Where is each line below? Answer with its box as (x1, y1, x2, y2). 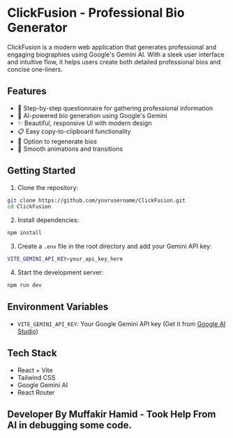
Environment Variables (7, 301, 109, 313)
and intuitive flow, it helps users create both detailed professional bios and (7, 57, 221, 66)
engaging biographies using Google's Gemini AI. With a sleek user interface (7, 50, 225, 59)
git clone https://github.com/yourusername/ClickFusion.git (7, 197, 186, 204)
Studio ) (17, 327, 38, 335)
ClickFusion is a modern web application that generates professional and (7, 43, 217, 51)
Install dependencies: (17, 216, 80, 224)
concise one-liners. (7, 65, 63, 73)
